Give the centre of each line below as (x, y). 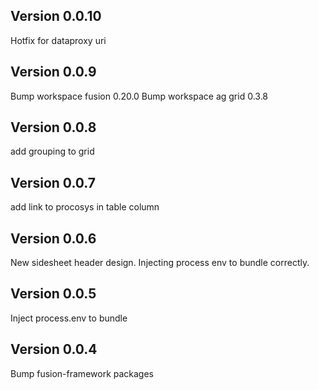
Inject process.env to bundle (69, 318)
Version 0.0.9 (53, 72)
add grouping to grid (52, 151)
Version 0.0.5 (53, 294)
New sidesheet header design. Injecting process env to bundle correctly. (160, 263)
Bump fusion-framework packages (82, 373)
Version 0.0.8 (53, 127)
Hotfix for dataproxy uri (58, 40)
